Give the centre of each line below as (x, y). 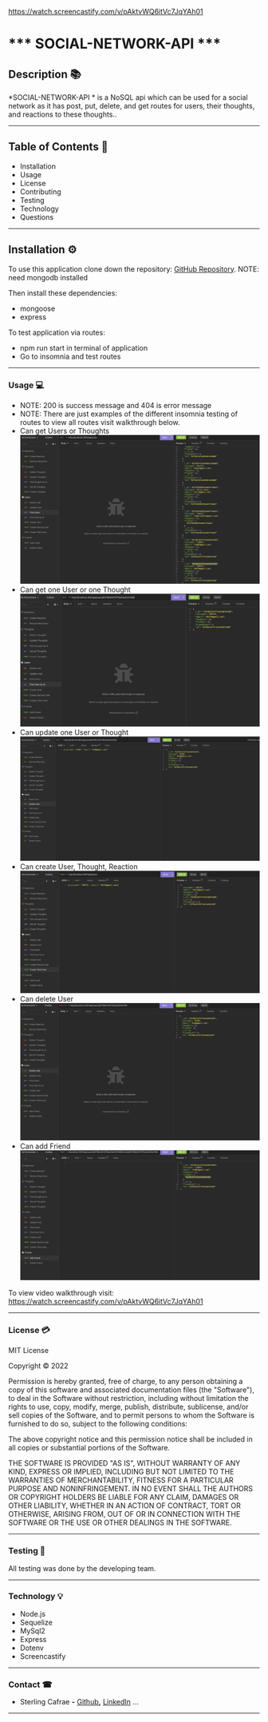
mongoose (37, 308)
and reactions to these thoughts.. (63, 114)
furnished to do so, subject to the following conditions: (98, 1424)
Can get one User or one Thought (75, 589)
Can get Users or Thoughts (65, 430)
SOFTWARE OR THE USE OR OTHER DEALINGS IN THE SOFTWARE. (120, 1523)
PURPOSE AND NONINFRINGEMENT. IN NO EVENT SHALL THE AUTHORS (131, 1489)
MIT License (29, 1351)
